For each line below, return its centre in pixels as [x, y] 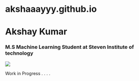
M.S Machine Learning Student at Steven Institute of [69, 47]
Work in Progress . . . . [28, 73]
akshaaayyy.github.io [51, 9]
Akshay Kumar [36, 32]
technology [19, 53]
